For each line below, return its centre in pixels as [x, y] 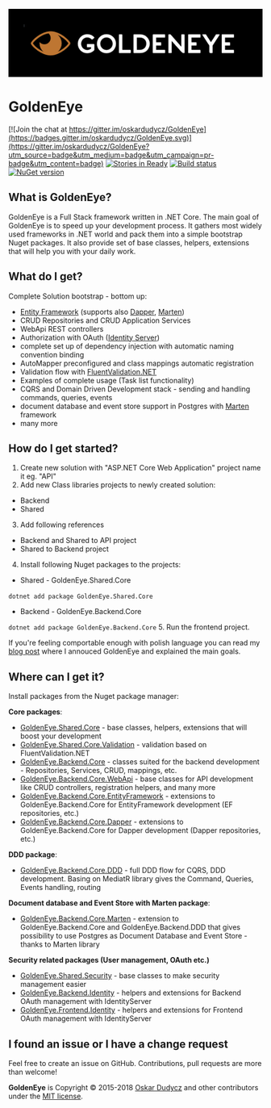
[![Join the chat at [38, 129]
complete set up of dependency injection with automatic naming [127, 346]
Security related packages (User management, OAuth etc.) [109, 960]
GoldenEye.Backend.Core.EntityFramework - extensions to [117, 797]
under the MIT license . [46, 1096]
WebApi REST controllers [62, 328]
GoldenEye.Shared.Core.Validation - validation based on [113, 745]
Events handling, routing [60, 888]
